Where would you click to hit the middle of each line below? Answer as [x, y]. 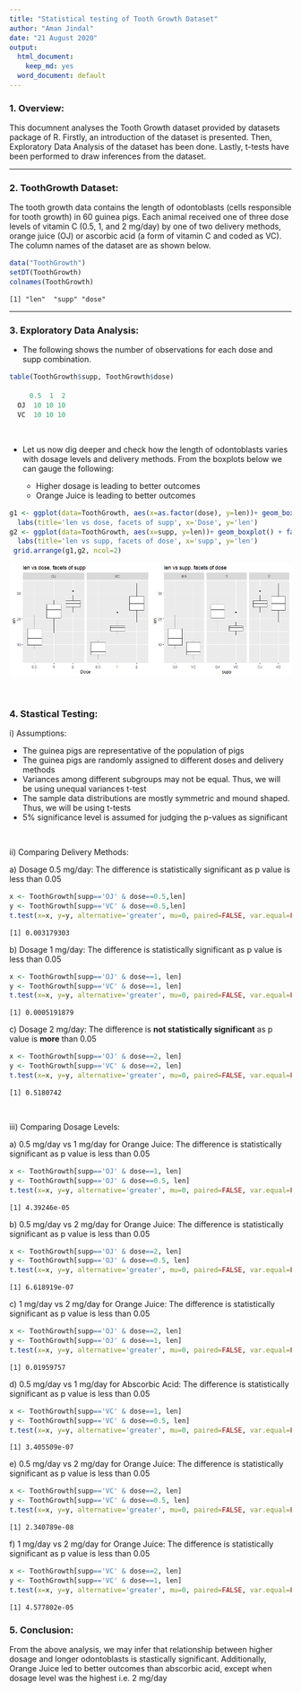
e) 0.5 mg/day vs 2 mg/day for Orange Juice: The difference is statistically [146, 1464]
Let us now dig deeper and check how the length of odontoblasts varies [155, 449]
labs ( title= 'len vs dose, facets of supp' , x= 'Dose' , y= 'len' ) [138, 522]
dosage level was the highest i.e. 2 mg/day [88, 1678]
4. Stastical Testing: [54, 713]
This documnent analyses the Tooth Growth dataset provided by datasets [145, 128]
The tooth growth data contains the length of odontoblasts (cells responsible [150, 207]
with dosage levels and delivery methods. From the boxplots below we [152, 458]
